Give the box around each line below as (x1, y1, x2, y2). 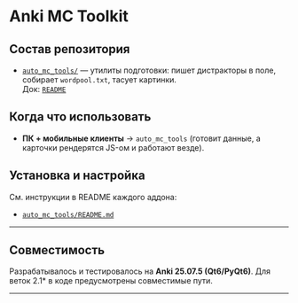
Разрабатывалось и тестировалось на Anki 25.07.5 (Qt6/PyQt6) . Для (9, 266, 271, 276)
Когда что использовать (9, 109, 152, 125)
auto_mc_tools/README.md (21, 210, 114, 219)
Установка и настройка (9, 168, 145, 183)
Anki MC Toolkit (9, 6, 129, 27)
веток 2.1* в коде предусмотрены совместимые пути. (9, 276, 213, 286)
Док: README (21, 84, 67, 94)
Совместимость (9, 243, 105, 258)
